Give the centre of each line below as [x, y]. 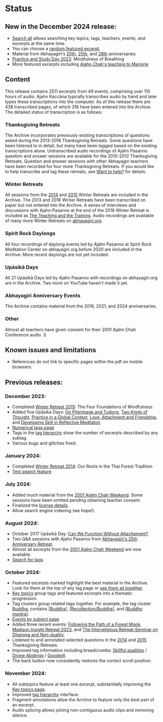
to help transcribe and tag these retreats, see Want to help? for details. [76, 172]
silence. [20, 715]
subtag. [20, 438]
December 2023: [26, 396]
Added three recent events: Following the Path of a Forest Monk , [77, 624]
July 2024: [18, 484]
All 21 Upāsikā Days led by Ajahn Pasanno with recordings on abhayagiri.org [81, 278]
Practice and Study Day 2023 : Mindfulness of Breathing [68, 59]
